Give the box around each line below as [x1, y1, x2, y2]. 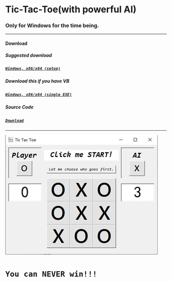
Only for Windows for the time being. [5, 22, 99, 29]
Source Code [5, 104, 34, 110]
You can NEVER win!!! [5, 269, 97, 279]
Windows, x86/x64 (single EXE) [5, 92, 72, 97]
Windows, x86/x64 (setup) [5, 66, 60, 72]
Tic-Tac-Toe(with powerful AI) [5, 4, 137, 15]
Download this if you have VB [5, 78, 70, 84]
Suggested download [5, 52, 52, 58]
